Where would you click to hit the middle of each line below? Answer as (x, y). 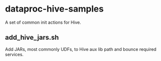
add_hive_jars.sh (32, 38)
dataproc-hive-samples (54, 9)
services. (14, 54)
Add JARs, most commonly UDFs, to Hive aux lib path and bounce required (81, 49)
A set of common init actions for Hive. (43, 22)
